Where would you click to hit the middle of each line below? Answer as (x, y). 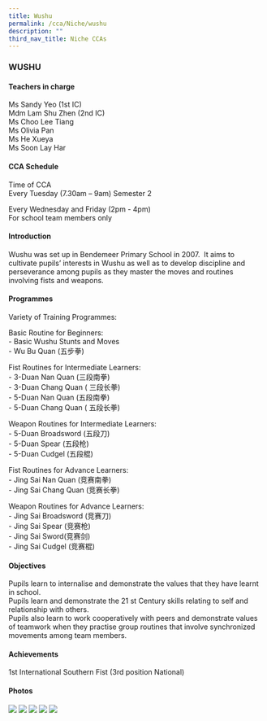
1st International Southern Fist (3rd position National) (97, 672)
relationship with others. (49, 610)
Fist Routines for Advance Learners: (69, 470)
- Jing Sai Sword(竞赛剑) (50, 536)
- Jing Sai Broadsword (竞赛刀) (60, 516)
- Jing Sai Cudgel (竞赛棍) (52, 546)
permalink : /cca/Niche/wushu (58, 24)
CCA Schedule (34, 166)
